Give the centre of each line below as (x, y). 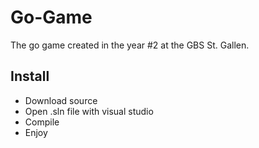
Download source (61, 100)
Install (30, 76)
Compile (42, 122)
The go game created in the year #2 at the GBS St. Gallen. (130, 45)
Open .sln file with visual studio (89, 111)
